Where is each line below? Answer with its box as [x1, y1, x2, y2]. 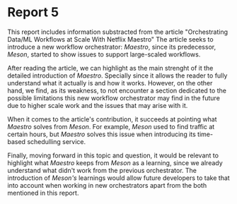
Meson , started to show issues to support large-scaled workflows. [7, 50, 201, 59]
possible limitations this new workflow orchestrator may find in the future [7, 93, 221, 102]
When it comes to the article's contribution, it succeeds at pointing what [7, 114, 217, 124]
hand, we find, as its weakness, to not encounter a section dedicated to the [7, 86, 226, 95]
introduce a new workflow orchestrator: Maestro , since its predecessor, [7, 42, 216, 51]
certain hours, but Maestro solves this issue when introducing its [7, 130, 196, 138]
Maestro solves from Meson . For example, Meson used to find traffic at [7, 122, 215, 131]
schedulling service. [27, 137, 86, 145]
